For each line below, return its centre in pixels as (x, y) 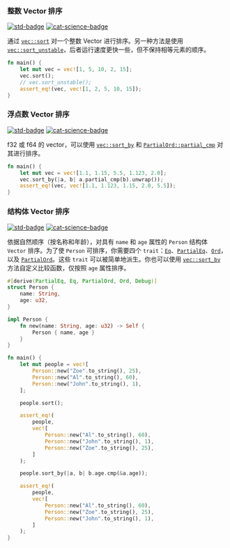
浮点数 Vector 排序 (38, 114)
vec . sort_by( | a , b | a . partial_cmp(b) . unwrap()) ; (92, 179)
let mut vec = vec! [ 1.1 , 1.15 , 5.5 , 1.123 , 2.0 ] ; (93, 173)
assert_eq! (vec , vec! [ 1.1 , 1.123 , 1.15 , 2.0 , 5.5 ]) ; (98, 186)
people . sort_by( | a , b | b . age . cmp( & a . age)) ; (84, 473)
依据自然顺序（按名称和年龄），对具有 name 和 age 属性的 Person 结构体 (107, 241)
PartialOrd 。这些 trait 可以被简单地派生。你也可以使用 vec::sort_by (121, 259)
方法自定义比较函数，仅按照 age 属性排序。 (69, 268)
